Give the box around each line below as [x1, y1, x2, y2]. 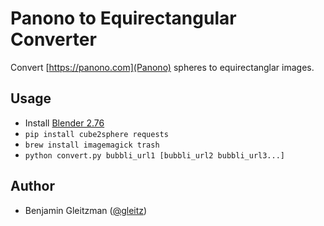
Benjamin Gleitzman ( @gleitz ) [24, 204, 148, 216]
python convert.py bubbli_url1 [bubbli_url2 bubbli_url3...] [24, 150, 286, 161]
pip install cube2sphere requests [24, 129, 169, 139]
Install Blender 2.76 [24, 117, 105, 129]
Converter [10, 28, 97, 51]
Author [10, 178, 55, 195]
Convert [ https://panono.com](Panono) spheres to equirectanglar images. [10, 61, 315, 73]
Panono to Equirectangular [10, 7, 237, 30]
